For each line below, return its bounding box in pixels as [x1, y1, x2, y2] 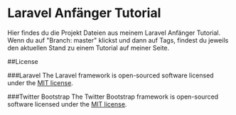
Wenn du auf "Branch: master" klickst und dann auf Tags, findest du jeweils [7, 35, 229, 44]
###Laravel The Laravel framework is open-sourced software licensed [7, 71, 215, 80]
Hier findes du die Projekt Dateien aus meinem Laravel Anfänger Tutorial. [7, 28, 221, 37]
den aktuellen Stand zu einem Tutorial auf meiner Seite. [7, 43, 170, 52]
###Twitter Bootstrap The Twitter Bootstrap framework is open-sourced [7, 92, 219, 101]
